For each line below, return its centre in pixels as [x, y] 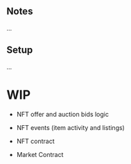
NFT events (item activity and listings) [71, 127]
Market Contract [40, 154]
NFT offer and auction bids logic [62, 114]
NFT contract [35, 141]
